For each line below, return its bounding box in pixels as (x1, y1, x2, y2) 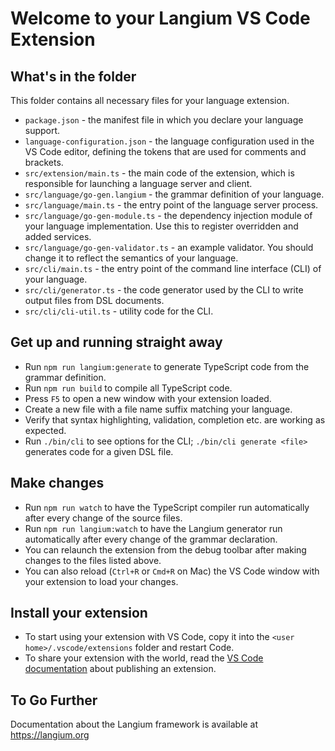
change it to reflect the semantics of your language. (24, 252, 239, 264)
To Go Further (10, 692, 98, 709)
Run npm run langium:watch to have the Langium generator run (24, 522, 283, 534)
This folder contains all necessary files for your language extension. (10, 95, 290, 106)
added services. (24, 231, 92, 242)
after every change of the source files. (24, 512, 183, 524)
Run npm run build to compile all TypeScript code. (24, 382, 233, 394)
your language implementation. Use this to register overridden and (24, 220, 299, 232)
